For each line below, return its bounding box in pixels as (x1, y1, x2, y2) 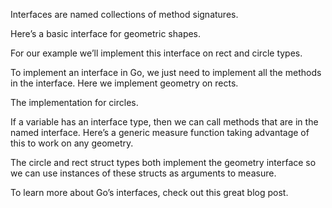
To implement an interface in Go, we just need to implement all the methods (10, 67, 322, 78)
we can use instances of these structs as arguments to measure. (10, 167, 277, 179)
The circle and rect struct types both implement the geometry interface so (10, 157, 317, 168)
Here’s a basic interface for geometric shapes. (10, 28, 202, 39)
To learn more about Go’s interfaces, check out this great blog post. (10, 187, 289, 198)
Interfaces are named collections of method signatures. (10, 9, 239, 20)
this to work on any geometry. (10, 137, 134, 149)
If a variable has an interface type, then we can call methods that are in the (10, 116, 319, 128)
